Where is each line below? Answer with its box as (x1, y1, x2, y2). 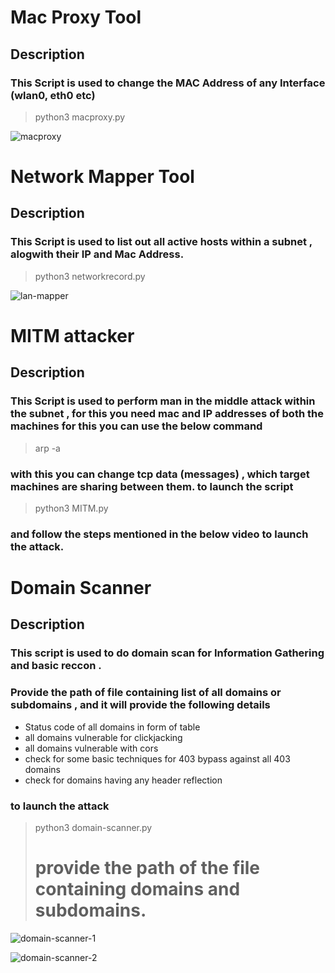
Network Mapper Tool (10, 166, 195, 188)
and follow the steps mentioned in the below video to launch (10, 527, 309, 541)
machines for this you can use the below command (10, 419, 263, 433)
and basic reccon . (10, 659, 102, 673)
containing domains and (34, 878, 241, 901)
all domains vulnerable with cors (24, 742, 159, 754)
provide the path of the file (34, 857, 261, 880)
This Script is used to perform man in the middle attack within (10, 394, 316, 408)
